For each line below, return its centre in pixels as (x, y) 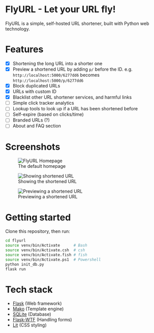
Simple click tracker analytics (43, 103)
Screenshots (33, 147)
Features (24, 50)
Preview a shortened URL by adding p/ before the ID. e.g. (72, 69)
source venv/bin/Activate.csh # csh (45, 250)
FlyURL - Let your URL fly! (60, 9)
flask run (16, 269)
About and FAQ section (37, 126)
